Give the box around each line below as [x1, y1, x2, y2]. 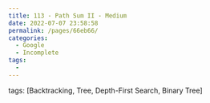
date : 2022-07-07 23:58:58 [8, 19, 99, 27]
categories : [8, 34, 48, 42]
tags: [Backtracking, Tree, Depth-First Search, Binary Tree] [8, 85, 203, 95]
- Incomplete [15, 49, 59, 57]
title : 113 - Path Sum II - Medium [8, 11, 127, 20]
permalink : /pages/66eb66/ [8, 26, 99, 34]
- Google [15, 42, 45, 50]
